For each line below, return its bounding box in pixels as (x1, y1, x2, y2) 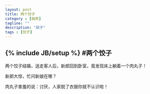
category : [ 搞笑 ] (5, 16, 41, 21)
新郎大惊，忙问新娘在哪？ (5, 73, 57, 79)
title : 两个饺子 (5, 12, 35, 17)
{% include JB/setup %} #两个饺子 (5, 49, 112, 57)
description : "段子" (5, 25, 46, 30)
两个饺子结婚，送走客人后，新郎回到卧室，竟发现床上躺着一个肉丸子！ (5, 63, 147, 69)
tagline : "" (5, 20, 29, 26)
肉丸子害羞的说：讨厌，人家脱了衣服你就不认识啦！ (5, 83, 108, 89)
